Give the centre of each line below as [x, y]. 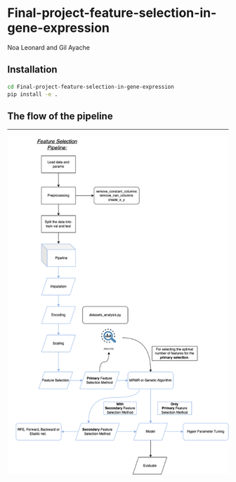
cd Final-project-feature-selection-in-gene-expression [91, 87]
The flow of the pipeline [60, 116]
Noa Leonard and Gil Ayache [48, 47]
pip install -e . [33, 94]
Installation [32, 69]
